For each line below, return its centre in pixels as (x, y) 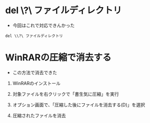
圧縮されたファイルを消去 (39, 115)
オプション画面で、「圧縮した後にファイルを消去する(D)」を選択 (79, 105)
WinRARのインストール (36, 83)
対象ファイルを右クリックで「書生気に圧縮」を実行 (66, 94)
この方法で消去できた (35, 72)
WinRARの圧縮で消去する (58, 57)
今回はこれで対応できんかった (43, 25)
